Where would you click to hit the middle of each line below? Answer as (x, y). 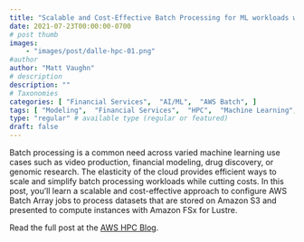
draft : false (34, 127)
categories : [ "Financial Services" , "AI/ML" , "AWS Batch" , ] (133, 102)
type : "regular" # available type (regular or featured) (119, 118)
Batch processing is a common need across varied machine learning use (145, 153)
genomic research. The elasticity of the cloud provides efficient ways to (143, 172)
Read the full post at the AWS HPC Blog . (84, 228)
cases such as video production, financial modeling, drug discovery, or (142, 162)
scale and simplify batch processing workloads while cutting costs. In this (147, 181)
